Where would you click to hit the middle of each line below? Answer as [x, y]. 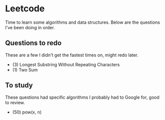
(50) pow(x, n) [27, 112]
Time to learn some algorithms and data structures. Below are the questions [82, 22]
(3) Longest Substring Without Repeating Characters [66, 64]
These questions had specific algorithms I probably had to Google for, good [82, 97]
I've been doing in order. [30, 27]
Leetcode [25, 9]
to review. [15, 102]
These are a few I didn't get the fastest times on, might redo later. [72, 55]
